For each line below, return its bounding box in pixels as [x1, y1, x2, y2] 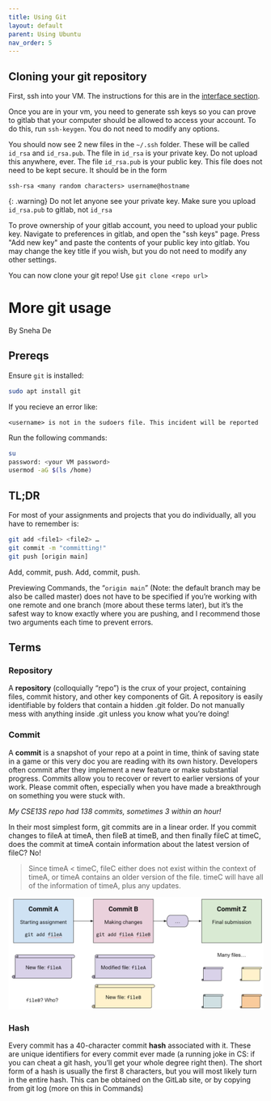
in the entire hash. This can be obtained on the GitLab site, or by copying [8, 1075, 251, 1085]
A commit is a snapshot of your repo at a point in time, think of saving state [8, 747, 260, 757]
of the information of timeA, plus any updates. [28, 880, 181, 890]
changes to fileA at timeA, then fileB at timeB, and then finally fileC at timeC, [8, 830, 261, 841]
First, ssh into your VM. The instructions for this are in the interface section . [8, 91, 260, 101]
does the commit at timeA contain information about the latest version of [8, 839, 250, 849]
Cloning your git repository [8, 70, 147, 83]
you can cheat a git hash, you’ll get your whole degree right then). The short [8, 1058, 263, 1068]
